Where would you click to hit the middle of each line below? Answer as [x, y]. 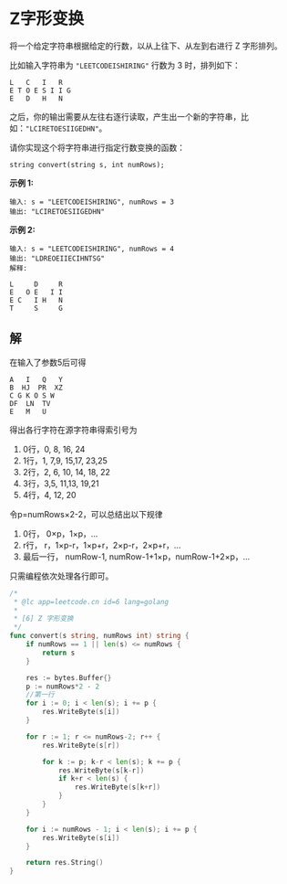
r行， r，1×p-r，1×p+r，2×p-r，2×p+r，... [102, 545]
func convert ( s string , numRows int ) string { [99, 636]
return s [59, 653]
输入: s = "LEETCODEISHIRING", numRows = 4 [92, 249]
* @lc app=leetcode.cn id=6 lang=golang [91, 602]
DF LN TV [30, 403]
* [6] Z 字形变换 [43, 619]
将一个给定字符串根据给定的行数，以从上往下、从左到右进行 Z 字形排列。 [146, 46]
